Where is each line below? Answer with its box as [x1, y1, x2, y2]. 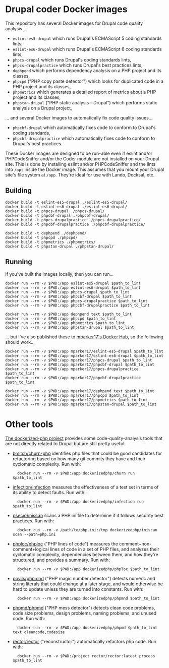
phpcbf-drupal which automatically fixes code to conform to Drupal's [12, 125, 156, 131]
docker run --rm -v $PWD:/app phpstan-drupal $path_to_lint [5, 325, 135, 330]
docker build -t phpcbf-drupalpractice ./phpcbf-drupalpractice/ [5, 222, 145, 227]
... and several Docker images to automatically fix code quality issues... [5, 114, 153, 120]
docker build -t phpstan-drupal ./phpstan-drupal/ [5, 244, 114, 249]
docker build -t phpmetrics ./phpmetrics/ [5, 239, 96, 245]
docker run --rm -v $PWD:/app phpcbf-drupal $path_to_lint [5, 294, 132, 299]
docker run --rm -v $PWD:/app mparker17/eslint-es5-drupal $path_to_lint [5, 349, 164, 354]
